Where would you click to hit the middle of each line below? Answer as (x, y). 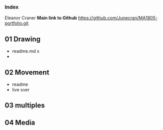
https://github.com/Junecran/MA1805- (118, 18)
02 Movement (27, 72)
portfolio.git (17, 23)
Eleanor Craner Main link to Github (41, 18)
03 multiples (25, 106)
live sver (21, 89)
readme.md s (26, 51)
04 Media (20, 122)
